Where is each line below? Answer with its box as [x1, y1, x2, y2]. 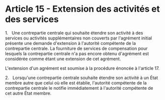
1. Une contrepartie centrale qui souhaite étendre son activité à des [5, 30, 143, 36]
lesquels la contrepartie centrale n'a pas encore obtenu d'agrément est [5, 50, 149, 57]
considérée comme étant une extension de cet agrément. [5, 56, 121, 61]
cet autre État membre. [5, 90, 52, 96]
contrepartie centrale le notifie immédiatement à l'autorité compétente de [5, 85, 153, 91]
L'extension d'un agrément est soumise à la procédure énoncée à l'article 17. [5, 65, 160, 71]
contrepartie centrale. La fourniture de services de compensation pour [5, 45, 148, 51]
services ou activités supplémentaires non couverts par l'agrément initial [5, 35, 152, 41]
